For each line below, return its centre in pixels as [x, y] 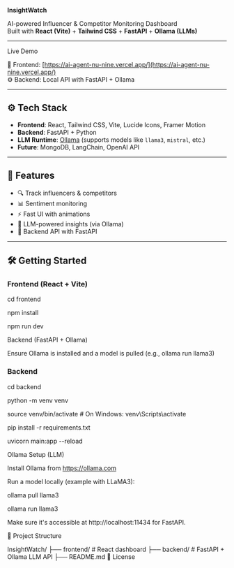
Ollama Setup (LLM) [36, 454]
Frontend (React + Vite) [48, 284]
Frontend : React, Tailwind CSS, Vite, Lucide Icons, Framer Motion [111, 124]
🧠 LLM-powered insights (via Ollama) [70, 224]
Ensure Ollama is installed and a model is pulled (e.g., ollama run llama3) [111, 354]
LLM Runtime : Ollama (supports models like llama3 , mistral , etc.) [111, 140]
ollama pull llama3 [33, 495]
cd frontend [24, 299]
